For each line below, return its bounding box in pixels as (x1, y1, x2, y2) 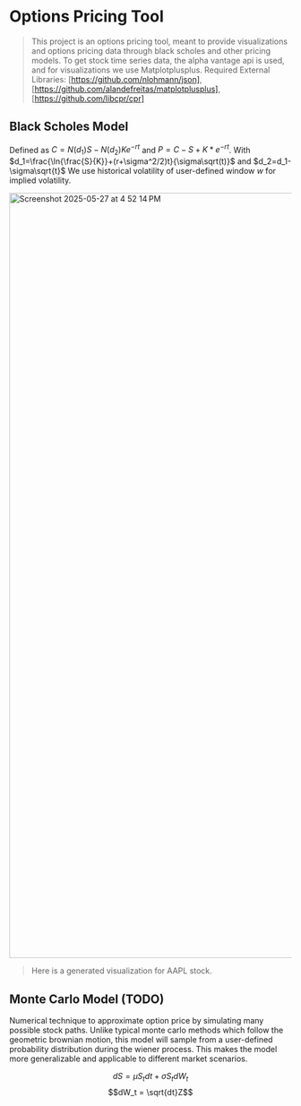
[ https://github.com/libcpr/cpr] (30, 92, 145, 104)
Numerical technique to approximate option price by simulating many (9, 1015, 264, 1026)
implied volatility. (9, 175, 72, 186)
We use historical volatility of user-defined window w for (67, 166, 276, 177)
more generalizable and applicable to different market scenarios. (9, 1053, 248, 1064)
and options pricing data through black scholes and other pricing (30, 45, 271, 56)
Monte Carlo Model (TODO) (9, 991, 165, 1007)
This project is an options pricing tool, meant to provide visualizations (30, 36, 288, 47)
